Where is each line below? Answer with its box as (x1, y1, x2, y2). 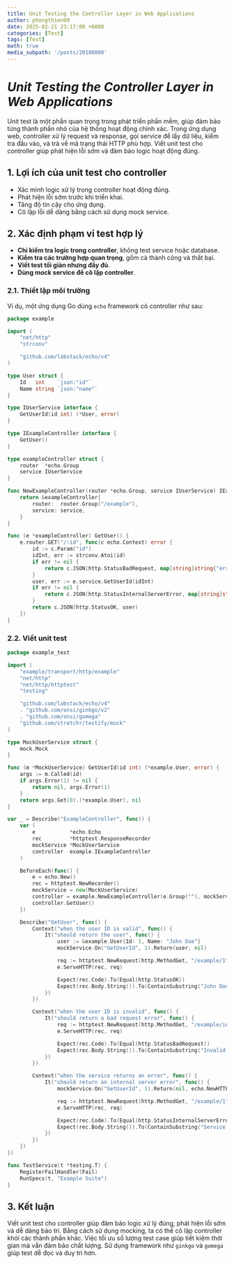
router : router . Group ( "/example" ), (32, 500, 139, 508)
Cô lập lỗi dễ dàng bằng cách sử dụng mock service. (17, 207, 169, 216)
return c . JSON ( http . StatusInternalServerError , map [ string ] (44, 591, 223, 598)
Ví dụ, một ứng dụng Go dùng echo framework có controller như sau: (7, 301, 204, 310)
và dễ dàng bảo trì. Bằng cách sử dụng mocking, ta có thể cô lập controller (7, 1226, 222, 1235)
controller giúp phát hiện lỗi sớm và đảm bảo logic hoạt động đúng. (7, 146, 200, 155)
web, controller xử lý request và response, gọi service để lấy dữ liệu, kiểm (7, 132, 219, 140)
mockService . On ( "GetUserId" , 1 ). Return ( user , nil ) (56, 945, 208, 952)
